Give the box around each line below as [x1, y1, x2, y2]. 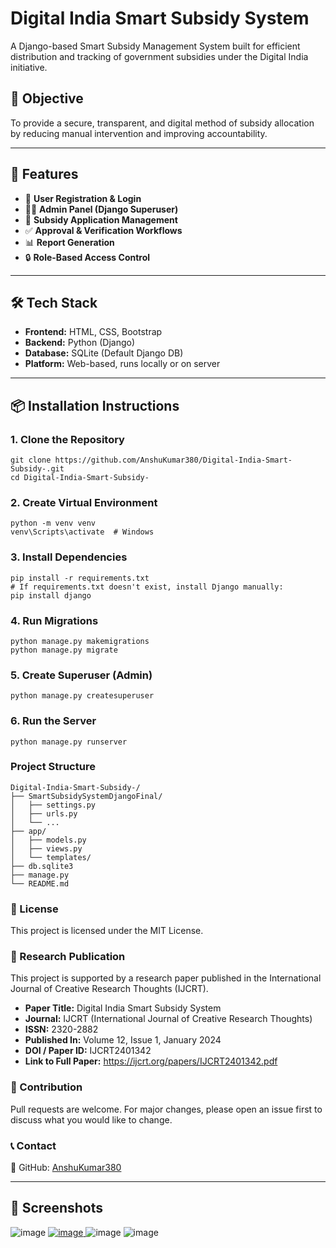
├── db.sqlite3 [10, 861, 74, 871]
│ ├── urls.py [10, 808, 78, 819]
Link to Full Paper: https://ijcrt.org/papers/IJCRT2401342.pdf [24, 1055, 278, 1067]
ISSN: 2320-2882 [24, 1023, 99, 1036]
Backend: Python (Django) [24, 337, 136, 349]
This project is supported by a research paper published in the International [10, 972, 322, 984]
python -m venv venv [10, 518, 97, 529]
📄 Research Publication [10, 950, 126, 964]
